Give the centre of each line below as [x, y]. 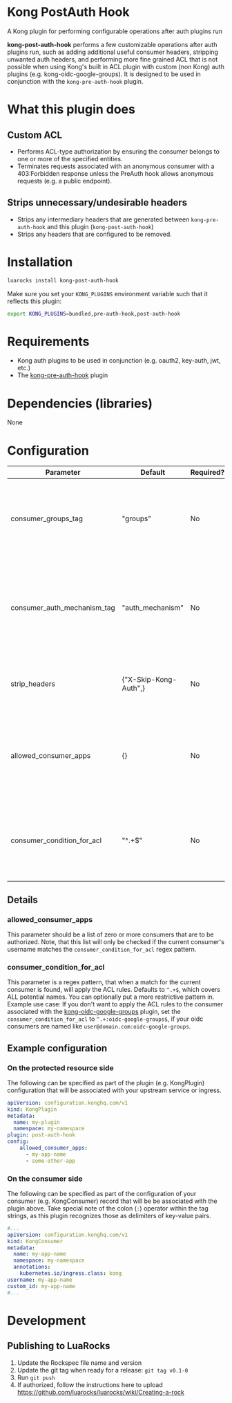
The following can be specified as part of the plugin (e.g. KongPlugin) [106, 1083]
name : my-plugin [37, 1122]
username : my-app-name [40, 1280]
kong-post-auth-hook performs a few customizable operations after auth [112, 44]
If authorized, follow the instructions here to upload [90, 1384]
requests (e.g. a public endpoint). [65, 181]
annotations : [32, 1267]
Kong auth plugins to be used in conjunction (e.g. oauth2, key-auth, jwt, [119, 361]
